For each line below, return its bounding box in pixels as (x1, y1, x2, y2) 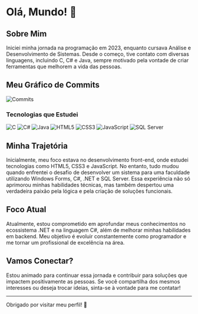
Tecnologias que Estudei (6, 110, 78, 118)
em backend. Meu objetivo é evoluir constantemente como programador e (6, 232, 187, 240)
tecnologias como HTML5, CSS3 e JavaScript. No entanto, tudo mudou (6, 162, 179, 169)
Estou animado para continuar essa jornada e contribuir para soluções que (6, 272, 187, 279)
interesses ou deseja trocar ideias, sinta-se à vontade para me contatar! (6, 284, 181, 291)
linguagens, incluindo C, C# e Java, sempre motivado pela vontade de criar (6, 57, 189, 64)
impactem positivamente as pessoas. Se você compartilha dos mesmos (6, 278, 180, 285)
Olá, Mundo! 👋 (6, 5, 77, 19)
